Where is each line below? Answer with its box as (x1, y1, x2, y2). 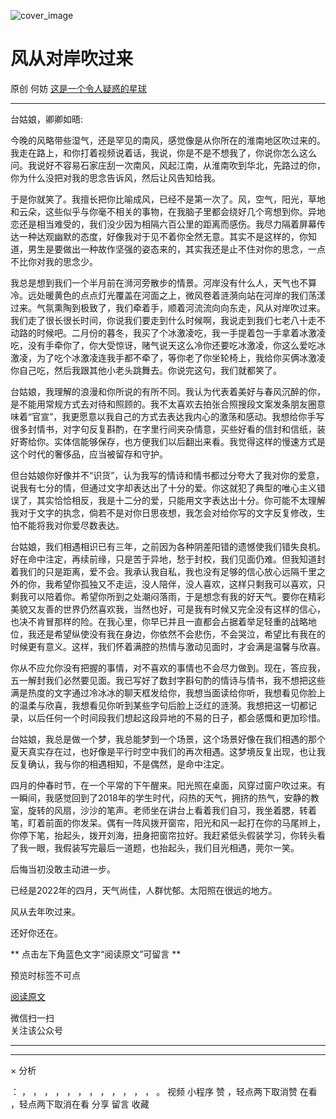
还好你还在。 (10, 926, 63, 939)
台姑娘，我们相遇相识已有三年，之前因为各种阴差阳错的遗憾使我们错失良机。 (10, 540, 326, 552)
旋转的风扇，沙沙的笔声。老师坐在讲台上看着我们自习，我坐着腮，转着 (27, 804, 317, 816)
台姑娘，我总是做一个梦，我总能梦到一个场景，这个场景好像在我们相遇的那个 (10, 733, 326, 745)
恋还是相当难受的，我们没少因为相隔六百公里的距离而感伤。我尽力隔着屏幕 (10, 218, 317, 230)
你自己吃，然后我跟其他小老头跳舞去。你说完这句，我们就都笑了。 (10, 364, 282, 376)
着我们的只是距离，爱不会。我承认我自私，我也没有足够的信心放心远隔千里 (10, 565, 317, 577)
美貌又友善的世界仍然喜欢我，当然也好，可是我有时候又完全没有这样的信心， (10, 603, 326, 615)
